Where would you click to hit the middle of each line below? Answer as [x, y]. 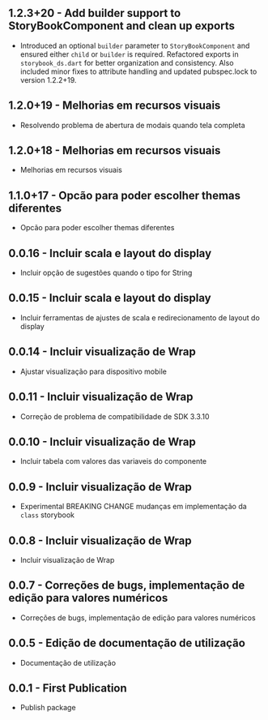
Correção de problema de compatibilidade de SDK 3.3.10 [115, 416]
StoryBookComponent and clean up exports [121, 26]
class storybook [47, 515]
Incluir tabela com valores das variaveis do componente [113, 461]
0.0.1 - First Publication [68, 688]
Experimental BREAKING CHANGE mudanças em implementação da [133, 507]
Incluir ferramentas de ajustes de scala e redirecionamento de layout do [140, 317]
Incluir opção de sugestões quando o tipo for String [106, 273]
